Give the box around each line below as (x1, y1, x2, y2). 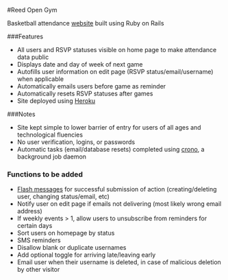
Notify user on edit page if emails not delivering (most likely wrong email (16, 200, 222, 208)
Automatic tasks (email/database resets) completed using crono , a (16, 145, 205, 153)
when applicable (16, 75, 64, 83)
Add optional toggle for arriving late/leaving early (16, 250, 156, 259)
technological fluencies (16, 130, 84, 139)
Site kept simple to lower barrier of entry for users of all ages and (16, 124, 201, 131)
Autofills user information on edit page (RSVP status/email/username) (16, 68, 214, 75)
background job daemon (16, 152, 87, 161)
